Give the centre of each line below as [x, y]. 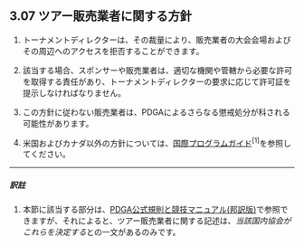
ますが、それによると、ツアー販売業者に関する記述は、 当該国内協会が [161, 221]
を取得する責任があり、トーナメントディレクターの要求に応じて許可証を [157, 81]
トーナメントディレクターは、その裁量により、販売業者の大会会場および [157, 40]
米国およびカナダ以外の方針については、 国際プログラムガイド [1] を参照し [157, 142]
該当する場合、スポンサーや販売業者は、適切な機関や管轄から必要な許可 [157, 70]
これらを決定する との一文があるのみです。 [101, 232]
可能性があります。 [58, 123]
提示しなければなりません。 [74, 92]
